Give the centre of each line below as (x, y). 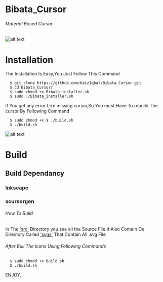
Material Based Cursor (29, 23)
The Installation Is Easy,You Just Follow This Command (63, 74)
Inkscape (17, 187)
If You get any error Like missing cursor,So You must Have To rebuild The (82, 106)
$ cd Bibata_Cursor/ (31, 88)
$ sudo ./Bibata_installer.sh (42, 96)
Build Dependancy (35, 173)
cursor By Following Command (37, 111)
